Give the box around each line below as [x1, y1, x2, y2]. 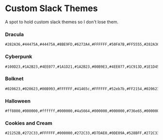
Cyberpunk [5, 53, 33, 60]
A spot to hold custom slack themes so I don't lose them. [5, 19, 119, 25]
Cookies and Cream [5, 120, 52, 126]
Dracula [5, 31, 24, 38]
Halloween [5, 97, 31, 104]
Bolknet [5, 76, 24, 82]
